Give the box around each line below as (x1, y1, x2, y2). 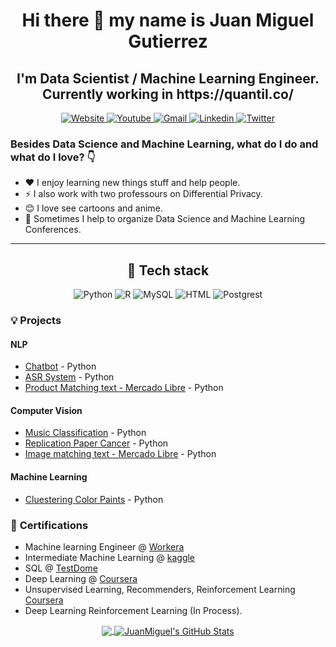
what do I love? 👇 (10, 150, 96, 164)
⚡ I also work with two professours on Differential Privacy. (24, 188, 263, 200)
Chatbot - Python (24, 360, 97, 373)
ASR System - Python (24, 371, 115, 383)
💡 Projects (10, 314, 62, 328)
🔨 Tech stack (126, 262, 210, 279)
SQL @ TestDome (24, 562, 98, 574)
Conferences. (24, 224, 82, 236)
